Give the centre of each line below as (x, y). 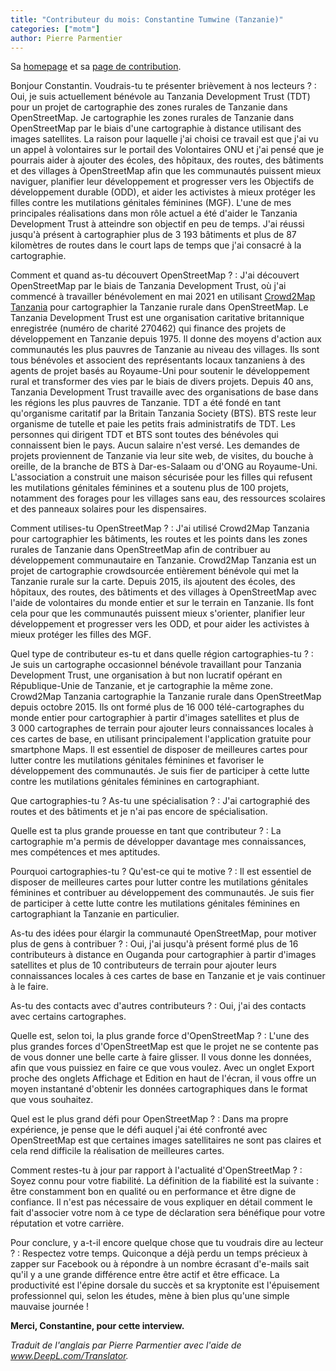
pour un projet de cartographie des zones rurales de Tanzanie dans (149, 107)
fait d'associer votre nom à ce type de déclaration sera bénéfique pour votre (168, 1213)
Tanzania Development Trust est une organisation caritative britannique (157, 318)
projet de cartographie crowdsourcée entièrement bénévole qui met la (155, 571)
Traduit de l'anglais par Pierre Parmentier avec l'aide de (126, 1345)
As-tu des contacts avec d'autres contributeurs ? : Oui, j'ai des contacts (158, 1006)
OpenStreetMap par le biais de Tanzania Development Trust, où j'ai (148, 286)
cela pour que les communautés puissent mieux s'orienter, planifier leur (158, 613)
